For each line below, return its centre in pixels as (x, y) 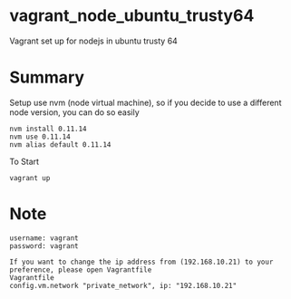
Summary (47, 77)
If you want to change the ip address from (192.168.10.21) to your (141, 262)
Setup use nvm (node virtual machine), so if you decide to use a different (145, 102)
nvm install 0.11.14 (48, 129)
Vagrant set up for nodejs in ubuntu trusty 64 (94, 41)
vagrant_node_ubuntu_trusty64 (132, 16)
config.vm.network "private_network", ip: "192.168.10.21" (123, 285)
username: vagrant (44, 238)
